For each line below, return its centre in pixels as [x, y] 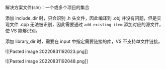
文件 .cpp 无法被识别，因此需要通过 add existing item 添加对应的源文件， [86, 24]
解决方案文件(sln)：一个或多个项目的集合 [47, 7]
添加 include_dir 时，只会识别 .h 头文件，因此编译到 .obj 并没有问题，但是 [81, 18]
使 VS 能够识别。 [23, 31]
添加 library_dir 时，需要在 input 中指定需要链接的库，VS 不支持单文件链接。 [84, 41]
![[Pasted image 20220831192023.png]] [47, 51]
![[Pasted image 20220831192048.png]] [47, 61]
